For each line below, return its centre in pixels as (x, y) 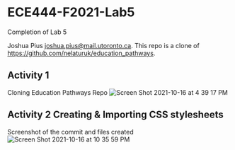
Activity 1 (28, 75)
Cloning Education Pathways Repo (58, 92)
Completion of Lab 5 (37, 32)
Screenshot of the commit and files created (70, 132)
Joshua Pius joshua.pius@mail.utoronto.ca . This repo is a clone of (103, 45)
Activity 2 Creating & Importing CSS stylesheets (116, 115)
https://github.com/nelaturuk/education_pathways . (81, 53)
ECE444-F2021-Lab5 (71, 12)
